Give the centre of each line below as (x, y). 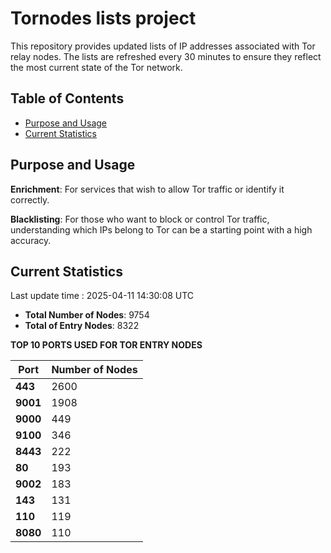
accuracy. (31, 240)
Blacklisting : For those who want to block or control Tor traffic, (140, 219)
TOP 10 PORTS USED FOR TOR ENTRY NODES (106, 345)
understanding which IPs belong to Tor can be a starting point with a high (161, 229)
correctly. (30, 199)
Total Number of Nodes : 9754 (87, 315)
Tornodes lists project (103, 18)
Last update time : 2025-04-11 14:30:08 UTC (102, 296)
